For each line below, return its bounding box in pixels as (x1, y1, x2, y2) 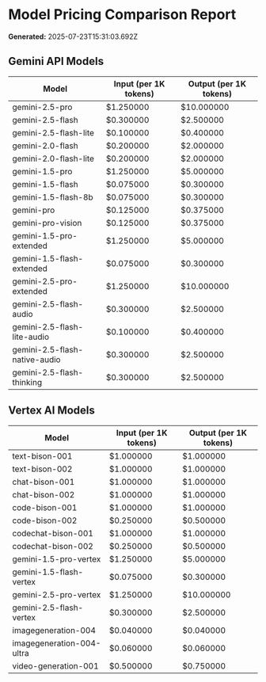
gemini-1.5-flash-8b (12, 192, 93, 203)
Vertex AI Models (8, 404, 95, 417)
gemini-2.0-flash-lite (12, 153, 95, 164)
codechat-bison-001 (12, 528, 93, 539)
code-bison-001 (12, 501, 78, 512)
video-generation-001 (12, 660, 99, 671)
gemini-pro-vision (12, 217, 82, 228)
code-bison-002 (12, 515, 78, 526)
